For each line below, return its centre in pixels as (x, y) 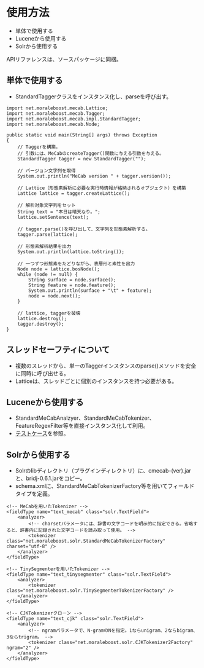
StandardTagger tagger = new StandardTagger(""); (82, 159)
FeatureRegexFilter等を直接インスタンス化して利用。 (82, 426)
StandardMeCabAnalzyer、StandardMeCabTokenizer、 (85, 418)
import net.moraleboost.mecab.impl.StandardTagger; (74, 119)
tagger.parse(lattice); (48, 234)
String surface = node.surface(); (72, 280)
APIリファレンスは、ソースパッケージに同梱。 (64, 59)
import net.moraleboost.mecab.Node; (53, 124)
